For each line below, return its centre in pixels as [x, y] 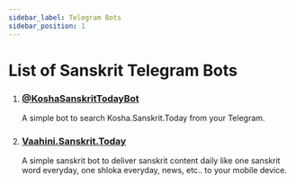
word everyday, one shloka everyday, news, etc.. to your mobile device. [154, 171]
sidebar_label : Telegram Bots [65, 18]
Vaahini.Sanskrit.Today [74, 141]
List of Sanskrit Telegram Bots [123, 70]
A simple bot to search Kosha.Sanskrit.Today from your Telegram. [143, 118]
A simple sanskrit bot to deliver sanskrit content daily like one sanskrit [151, 161]
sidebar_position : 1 [47, 26]
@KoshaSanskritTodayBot [81, 98]
